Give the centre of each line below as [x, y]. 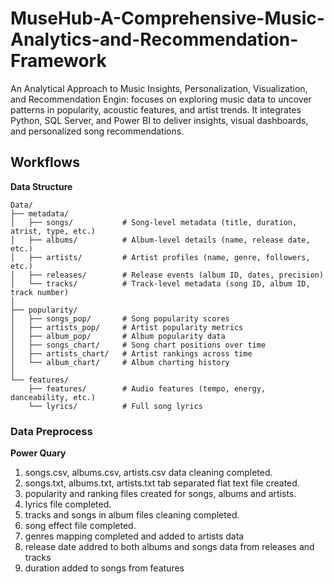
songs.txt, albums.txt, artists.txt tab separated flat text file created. [162, 483]
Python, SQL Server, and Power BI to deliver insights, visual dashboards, [159, 120]
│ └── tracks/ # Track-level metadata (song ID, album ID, [160, 283]
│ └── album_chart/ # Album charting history [120, 362]
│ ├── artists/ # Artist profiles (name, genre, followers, [160, 257]
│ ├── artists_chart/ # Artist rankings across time [131, 353]
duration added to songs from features [104, 568]
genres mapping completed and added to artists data [134, 536]
